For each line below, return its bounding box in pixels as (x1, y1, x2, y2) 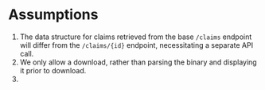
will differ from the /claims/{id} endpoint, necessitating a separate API (19, 40, 253, 49)
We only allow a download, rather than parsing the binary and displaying (19, 57, 257, 67)
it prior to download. (19, 65, 87, 75)
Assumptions (8, 6, 99, 24)
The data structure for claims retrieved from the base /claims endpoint (19, 32, 252, 41)
